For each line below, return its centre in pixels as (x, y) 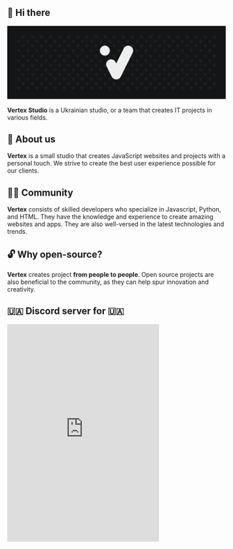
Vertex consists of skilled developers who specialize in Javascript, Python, (114, 209)
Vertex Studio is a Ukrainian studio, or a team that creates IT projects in (110, 110)
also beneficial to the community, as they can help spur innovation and (108, 282)
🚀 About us (32, 140)
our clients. (23, 170)
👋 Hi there (29, 13)
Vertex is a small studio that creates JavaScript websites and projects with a (116, 156)
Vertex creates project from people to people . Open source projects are (111, 275)
